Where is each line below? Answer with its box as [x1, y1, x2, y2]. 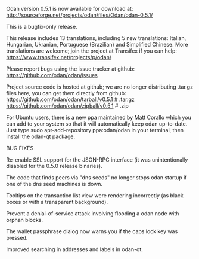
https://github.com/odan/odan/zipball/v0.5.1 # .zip [6, 102, 129, 109]
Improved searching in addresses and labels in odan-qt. [6, 246, 143, 253]
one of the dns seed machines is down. [6, 181, 103, 187]
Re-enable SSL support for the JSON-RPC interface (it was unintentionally [6, 156, 188, 163]
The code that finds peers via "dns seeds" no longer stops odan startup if [6, 174, 187, 181]
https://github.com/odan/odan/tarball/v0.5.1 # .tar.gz [6, 96, 135, 103]
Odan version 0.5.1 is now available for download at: [6, 5, 133, 12]
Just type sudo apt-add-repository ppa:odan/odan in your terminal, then [6, 127, 184, 133]
